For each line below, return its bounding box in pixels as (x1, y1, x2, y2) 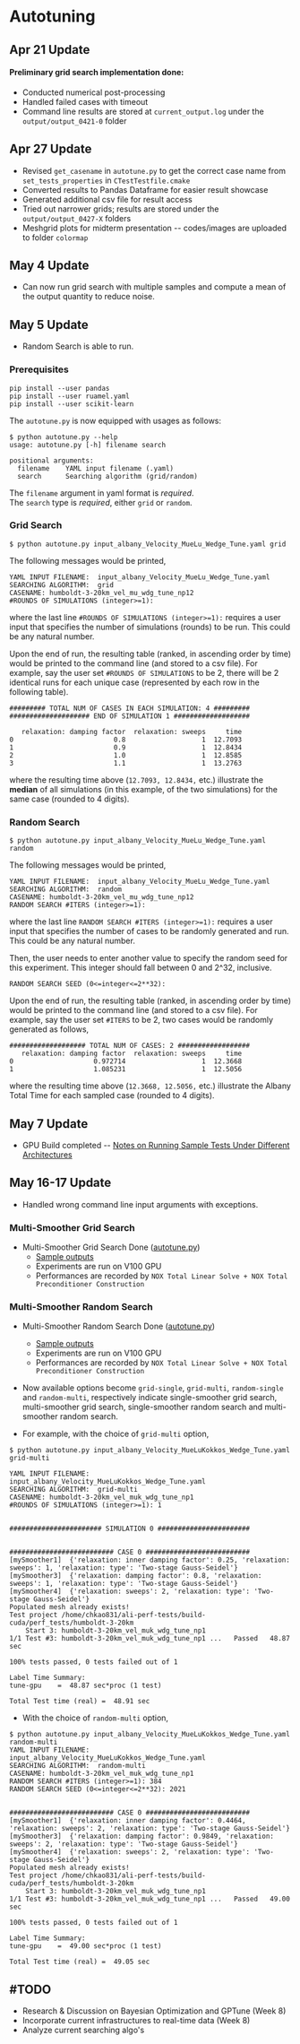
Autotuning (9, 6, 96, 27)
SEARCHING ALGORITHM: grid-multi (9, 1485, 139, 1494)
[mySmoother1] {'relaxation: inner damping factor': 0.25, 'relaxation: (9, 1555, 291, 1565)
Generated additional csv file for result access (21, 194, 193, 204)
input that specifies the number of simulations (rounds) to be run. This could (9, 621, 291, 632)
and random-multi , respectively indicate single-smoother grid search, (21, 1392, 278, 1403)
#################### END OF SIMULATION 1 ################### (9, 711, 251, 721)
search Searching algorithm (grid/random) (17, 472, 199, 481)
